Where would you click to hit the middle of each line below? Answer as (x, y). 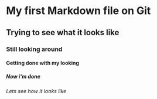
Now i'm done (23, 76)
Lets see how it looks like (36, 91)
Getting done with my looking (43, 63)
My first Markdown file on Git (78, 11)
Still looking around (34, 49)
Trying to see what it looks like (63, 33)
